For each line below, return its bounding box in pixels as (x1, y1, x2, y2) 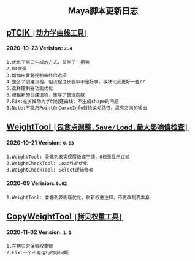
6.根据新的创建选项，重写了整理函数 (6, 91, 85, 98)
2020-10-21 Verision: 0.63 (6, 138, 75, 146)
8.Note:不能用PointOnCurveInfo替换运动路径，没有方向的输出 (6, 105, 147, 111)
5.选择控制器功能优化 (6, 85, 53, 91)
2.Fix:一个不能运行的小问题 (6, 250, 69, 256)
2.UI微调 (6, 66, 27, 72)
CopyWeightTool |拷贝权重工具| (6, 211, 123, 222)
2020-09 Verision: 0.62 (6, 180, 67, 187)
